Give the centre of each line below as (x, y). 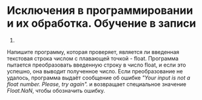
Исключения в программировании (100, 11)
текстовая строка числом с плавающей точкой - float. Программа (93, 58)
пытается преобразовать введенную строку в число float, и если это (96, 65)
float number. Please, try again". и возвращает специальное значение (97, 84)
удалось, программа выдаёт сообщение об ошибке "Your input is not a (99, 78)
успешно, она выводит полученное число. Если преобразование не (95, 71)
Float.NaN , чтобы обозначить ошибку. (56, 90)
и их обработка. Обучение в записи (102, 23)
